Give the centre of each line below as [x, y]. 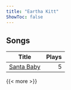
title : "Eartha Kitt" [33, 11]
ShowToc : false [25, 17]
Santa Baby [25, 67]
